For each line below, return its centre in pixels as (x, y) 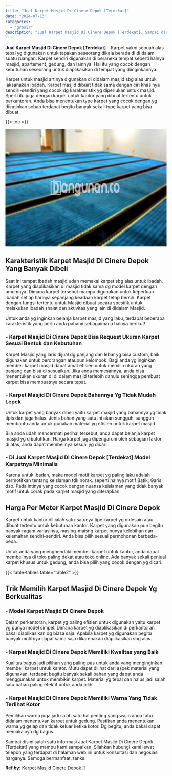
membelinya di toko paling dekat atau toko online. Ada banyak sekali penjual (86, 557)
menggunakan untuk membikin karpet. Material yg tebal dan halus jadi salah (85, 679)
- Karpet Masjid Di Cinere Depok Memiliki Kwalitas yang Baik (82, 652)
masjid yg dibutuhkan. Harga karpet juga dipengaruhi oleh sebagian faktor (84, 439)
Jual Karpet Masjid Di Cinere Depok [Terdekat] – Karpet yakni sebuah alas (85, 48)
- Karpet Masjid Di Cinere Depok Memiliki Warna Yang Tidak (81, 698)
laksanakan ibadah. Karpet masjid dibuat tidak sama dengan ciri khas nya (83, 85)
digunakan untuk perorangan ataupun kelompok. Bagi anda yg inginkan (81, 360)
